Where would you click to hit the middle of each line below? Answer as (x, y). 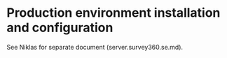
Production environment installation (113, 13)
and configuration (60, 28)
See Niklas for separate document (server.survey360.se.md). (95, 47)
